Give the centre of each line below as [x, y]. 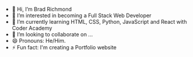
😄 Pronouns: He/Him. [39, 41]
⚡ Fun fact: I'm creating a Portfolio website [64, 47]
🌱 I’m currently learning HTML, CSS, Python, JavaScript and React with [99, 22]
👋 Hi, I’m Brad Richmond [42, 9]
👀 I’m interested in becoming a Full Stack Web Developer [82, 15]
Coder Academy [32, 28]
